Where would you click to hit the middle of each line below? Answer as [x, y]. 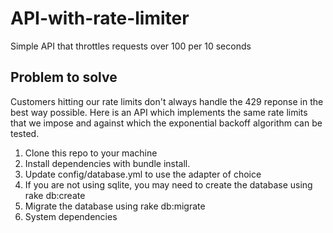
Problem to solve [64, 77]
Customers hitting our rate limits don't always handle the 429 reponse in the [167, 101]
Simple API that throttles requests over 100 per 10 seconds [131, 46]
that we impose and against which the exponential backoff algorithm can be [166, 123]
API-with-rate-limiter [100, 18]
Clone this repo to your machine [91, 153]
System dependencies [71, 216]
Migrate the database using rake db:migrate [115, 206]
